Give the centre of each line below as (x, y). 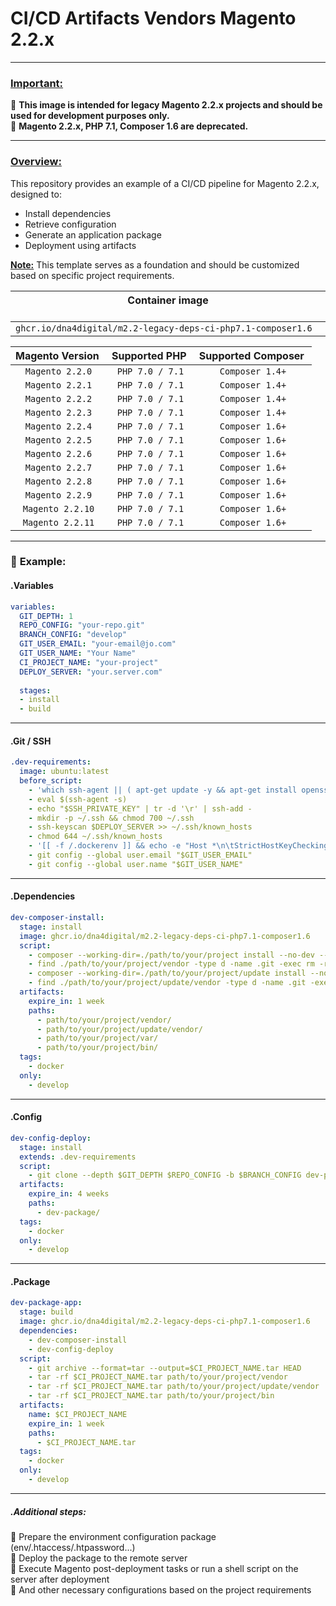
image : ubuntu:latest (64, 772)
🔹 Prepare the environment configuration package (113, 1536)
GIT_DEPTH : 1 (46, 616)
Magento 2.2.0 (58, 371)
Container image (168, 300)
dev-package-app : (46, 1303)
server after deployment (60, 1579)
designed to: (36, 194)
